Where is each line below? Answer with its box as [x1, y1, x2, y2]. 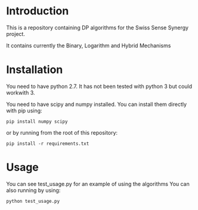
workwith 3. [6, 89, 35, 96]
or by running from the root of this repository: [6, 129, 118, 136]
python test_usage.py [6, 198, 60, 204]
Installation [6, 63, 63, 77]
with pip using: [6, 106, 43, 114]
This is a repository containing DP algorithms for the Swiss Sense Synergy [6, 24, 189, 31]
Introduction [6, 4, 69, 18]
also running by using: [6, 187, 61, 194]
